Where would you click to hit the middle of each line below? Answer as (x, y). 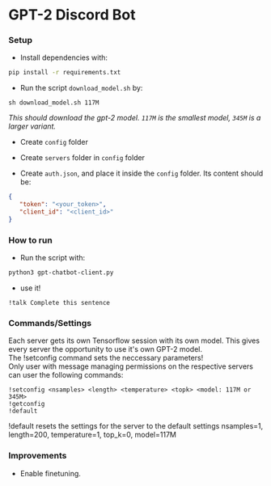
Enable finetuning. (50, 473)
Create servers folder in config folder (83, 158)
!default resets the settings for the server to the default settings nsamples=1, (136, 426)
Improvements (38, 456)
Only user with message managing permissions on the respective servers (131, 366)
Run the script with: (53, 258)
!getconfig (27, 404)
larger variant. (32, 126)
